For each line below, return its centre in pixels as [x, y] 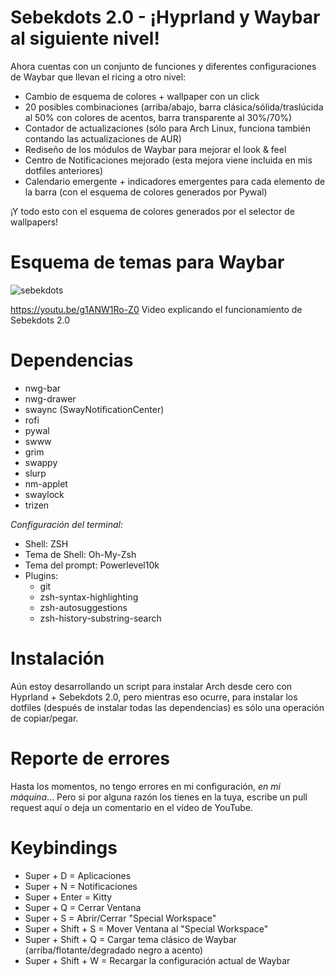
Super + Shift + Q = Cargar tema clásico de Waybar [131, 939]
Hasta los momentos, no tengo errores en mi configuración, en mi [145, 786]
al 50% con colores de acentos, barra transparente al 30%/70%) [158, 117]
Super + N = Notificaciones [81, 886]
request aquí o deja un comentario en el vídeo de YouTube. [131, 807]
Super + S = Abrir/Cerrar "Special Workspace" [120, 918]
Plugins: [41, 575]
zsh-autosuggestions [83, 607]
